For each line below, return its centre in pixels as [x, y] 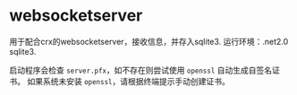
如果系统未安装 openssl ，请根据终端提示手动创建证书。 [128, 81]
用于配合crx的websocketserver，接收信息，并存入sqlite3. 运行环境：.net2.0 [149, 41]
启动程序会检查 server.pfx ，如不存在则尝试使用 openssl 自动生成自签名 [141, 70]
